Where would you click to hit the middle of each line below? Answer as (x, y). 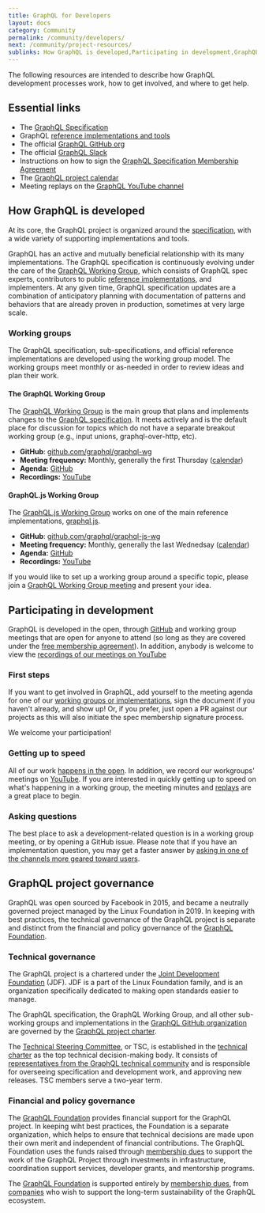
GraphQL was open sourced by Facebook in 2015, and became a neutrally (129, 902)
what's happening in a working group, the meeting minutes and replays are (130, 787)
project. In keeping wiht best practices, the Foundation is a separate (119, 1126)
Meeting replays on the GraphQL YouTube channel (101, 186)
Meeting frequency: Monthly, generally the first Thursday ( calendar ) (131, 461)
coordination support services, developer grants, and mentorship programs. (131, 1169)
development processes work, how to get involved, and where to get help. (129, 83)
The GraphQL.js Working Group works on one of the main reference (118, 513)
